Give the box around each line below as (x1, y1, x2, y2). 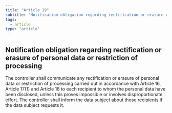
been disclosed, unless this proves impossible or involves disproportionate (5, 91, 163, 97)
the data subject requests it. (5, 102, 64, 108)
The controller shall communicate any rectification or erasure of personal (5, 75, 160, 81)
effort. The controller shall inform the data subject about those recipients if (5, 97, 163, 103)
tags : (5, 17, 17, 22)
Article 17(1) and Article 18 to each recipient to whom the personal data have (5, 85, 166, 92)
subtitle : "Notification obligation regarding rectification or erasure (5, 12, 164, 17)
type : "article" (5, 27, 40, 32)
